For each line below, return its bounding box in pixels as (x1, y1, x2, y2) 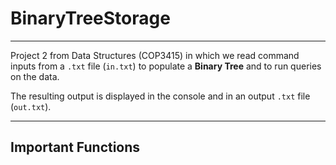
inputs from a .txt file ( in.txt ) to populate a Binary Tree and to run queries (10, 60, 322, 72)
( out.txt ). (10, 100, 52, 112)
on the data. (10, 70, 60, 82)
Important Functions (10, 139, 141, 156)
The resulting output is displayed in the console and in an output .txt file (10, 90, 311, 102)
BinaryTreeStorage (10, 7, 171, 30)
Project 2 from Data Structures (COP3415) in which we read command (10, 49, 300, 61)
